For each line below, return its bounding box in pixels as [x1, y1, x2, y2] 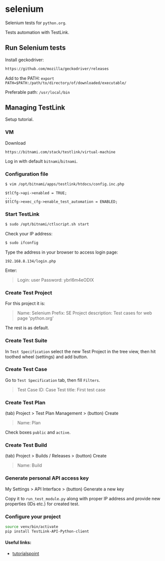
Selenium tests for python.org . [5, 20, 66, 26]
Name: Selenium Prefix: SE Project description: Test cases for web [17, 310, 152, 316]
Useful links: [5, 539, 32, 546]
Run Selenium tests [5, 43, 66, 52]
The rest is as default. [5, 325, 49, 331]
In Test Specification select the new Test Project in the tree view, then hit [5, 348, 156, 354]
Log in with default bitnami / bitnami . [5, 158, 78, 164]
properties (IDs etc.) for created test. [5, 501, 80, 507]
